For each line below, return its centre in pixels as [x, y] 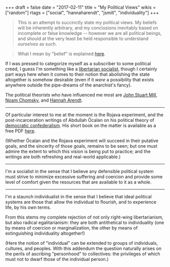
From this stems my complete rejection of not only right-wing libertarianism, [84, 217]
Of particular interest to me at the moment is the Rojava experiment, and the [84, 115]
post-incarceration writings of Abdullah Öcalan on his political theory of [80, 120]
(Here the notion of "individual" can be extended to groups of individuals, [82, 243]
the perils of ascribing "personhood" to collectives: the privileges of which [83, 254]
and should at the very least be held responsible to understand [83, 38]
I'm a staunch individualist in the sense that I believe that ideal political [78, 196]
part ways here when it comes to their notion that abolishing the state [78, 74]
